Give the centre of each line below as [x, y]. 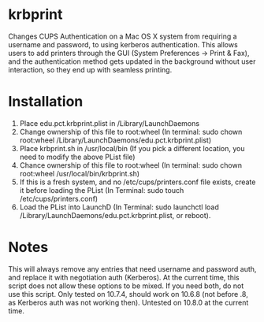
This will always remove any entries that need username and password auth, [132, 268]
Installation [46, 102]
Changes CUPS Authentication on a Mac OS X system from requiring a [123, 36]
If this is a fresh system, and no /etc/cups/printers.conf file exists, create [138, 182]
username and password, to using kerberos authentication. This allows [123, 44]
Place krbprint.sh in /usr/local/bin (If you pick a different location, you [132, 148]
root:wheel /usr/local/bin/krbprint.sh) [80, 173]
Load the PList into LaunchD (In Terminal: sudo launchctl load [119, 207]
